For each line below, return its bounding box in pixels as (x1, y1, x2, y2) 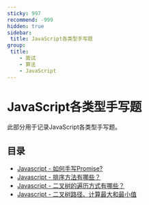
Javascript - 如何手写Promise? (16, 165, 103, 173)
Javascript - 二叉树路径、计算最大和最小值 (16, 190, 137, 199)
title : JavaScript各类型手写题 (10, 36, 94, 43)
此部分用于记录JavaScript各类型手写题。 (7, 123, 122, 131)
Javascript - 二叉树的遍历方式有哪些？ (16, 182, 125, 190)
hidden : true (7, 23, 44, 29)
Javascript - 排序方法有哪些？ (16, 173, 101, 182)
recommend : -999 (7, 16, 53, 23)
